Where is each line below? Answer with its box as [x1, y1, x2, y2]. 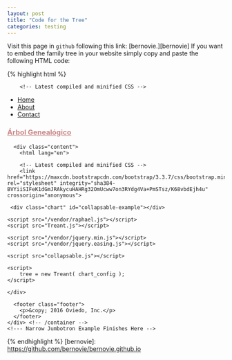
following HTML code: [7, 57, 70, 65]
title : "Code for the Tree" [7, 17, 88, 24]
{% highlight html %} [7, 70, 67, 78]
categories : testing [7, 23, 67, 30]
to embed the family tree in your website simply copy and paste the [7, 49, 199, 57]
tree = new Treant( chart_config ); [19, 271, 126, 278]
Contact [17, 110, 40, 118]
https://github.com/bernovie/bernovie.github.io [7, 344, 142, 353]
